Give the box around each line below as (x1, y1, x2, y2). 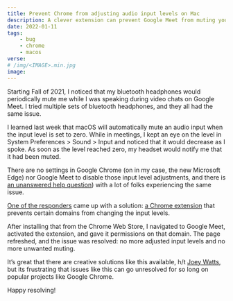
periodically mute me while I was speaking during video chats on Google (7, 94, 215, 103)
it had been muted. (7, 152, 61, 160)
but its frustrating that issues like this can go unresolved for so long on (7, 265, 209, 273)
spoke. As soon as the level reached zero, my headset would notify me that (7, 145, 222, 153)
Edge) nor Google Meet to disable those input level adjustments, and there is (7, 173, 226, 181)
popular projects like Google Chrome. (7, 272, 114, 281)
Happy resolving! (7, 286, 56, 294)
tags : (7, 29, 23, 37)
